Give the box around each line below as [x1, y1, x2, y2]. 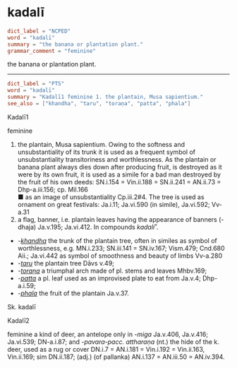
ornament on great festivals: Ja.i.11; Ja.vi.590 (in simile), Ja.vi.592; [17, 200, 210, 208]
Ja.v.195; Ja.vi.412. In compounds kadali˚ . [37, 222, 159, 231]
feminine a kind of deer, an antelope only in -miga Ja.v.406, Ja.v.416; [7, 330, 208, 338]
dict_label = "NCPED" [7, 28, 71, 35]
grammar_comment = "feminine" [7, 47, 97, 54]
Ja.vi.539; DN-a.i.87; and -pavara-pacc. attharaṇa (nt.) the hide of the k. [7, 337, 220, 346]
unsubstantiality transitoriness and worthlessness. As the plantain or [17, 155, 217, 163]
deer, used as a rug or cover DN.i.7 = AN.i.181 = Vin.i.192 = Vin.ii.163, [7, 345, 205, 353]
